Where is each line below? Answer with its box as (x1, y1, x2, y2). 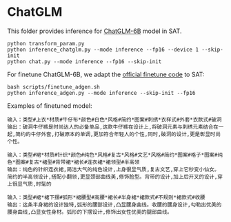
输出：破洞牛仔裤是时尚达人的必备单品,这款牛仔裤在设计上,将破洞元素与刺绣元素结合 (7, 123, 214, 131)
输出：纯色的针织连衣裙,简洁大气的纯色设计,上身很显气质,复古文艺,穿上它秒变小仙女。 (7, 166, 220, 173)
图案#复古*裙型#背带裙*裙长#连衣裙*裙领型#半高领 (15, 159, 140, 166)
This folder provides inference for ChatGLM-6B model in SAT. (7, 27, 182, 35)
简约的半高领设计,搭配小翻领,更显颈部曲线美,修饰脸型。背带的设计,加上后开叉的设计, (7, 173, 218, 180)
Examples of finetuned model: (7, 101, 92, 110)
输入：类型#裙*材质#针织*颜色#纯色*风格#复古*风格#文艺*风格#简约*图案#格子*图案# (7, 151, 218, 158)
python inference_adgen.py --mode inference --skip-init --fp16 (7, 89, 196, 96)
